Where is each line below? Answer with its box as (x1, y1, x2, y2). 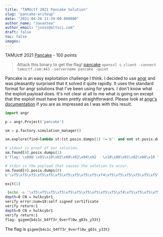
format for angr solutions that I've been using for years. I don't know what (5, 86, 152, 91)
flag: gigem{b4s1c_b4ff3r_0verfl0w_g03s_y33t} (5, 217, 101, 222)
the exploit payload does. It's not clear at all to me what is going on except (5, 91, 154, 96)
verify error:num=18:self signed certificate (5, 199, 98, 204)
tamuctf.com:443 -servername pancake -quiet (16, 67, 109, 72)
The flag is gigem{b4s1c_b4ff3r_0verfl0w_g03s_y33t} (5, 226, 110, 232)
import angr (5, 110, 29, 115)
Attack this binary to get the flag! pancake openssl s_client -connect (16, 61, 157, 67)
